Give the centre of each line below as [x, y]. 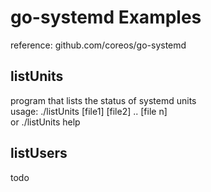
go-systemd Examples [106, 17]
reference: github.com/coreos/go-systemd [98, 45]
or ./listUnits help [45, 122]
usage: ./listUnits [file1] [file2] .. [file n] [89, 111]
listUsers [39, 153]
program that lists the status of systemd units [103, 100]
